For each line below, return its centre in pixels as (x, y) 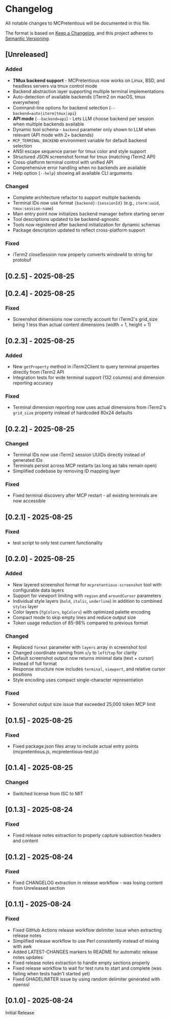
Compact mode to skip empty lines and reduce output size (74, 617)
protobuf (22, 260)
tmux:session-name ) (33, 208)
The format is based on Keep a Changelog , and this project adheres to (79, 33)
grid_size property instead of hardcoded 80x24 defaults (72, 413)
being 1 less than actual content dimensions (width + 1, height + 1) (82, 325)
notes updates (28, 957)
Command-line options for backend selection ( (62, 108)
